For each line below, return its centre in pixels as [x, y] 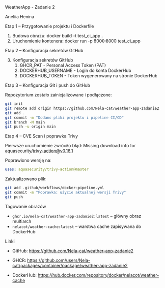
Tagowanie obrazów [26, 206]
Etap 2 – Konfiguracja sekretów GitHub [44, 50]
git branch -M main [25, 122]
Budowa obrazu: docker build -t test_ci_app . [57, 36]
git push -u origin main [30, 127]
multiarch [22, 221]
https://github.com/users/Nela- [58, 260]
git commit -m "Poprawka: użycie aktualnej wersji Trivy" [66, 192]
